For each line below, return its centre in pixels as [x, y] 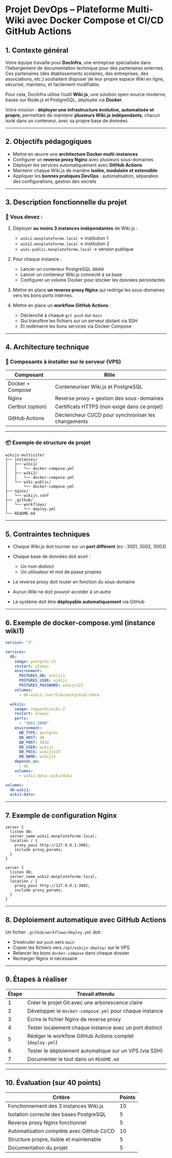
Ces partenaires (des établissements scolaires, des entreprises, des [77, 73]
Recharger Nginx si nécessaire [45, 958]
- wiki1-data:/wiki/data [45, 776]
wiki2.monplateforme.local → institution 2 [65, 244]
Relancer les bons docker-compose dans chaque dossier [71, 953]
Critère [61, 1097]
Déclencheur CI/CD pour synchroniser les [105, 415]
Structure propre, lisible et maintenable [55, 1139]
